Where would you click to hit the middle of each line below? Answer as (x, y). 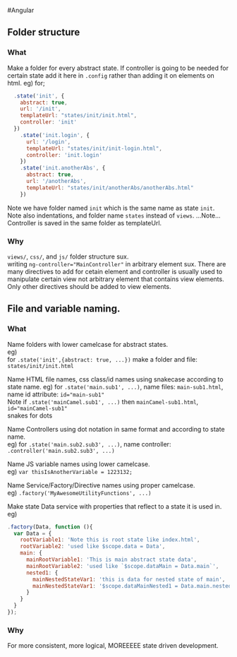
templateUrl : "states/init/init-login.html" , (94, 148)
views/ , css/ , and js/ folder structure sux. (68, 256)
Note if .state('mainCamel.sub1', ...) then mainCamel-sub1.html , (103, 401)
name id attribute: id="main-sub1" (56, 394)
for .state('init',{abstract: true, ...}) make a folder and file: (102, 359)
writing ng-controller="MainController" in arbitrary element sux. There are (117, 264)
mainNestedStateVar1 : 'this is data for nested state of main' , (129, 579)
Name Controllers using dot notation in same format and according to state (116, 429)
